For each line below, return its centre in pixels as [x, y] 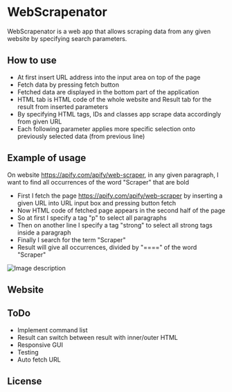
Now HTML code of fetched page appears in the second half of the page [121, 210]
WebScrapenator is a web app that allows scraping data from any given [109, 31]
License [25, 381]
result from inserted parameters [63, 106]
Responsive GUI [40, 345]
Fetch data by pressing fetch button [68, 85]
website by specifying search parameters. [67, 38]
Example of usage [47, 158]
